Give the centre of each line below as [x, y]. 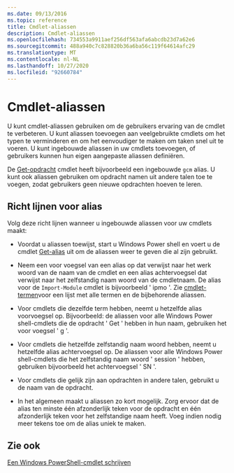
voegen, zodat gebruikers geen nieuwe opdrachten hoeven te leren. [105, 184]
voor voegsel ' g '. [43, 331]
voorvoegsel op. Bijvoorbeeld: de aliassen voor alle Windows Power [115, 316]
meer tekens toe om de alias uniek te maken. [82, 423]
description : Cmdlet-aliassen [51, 33]
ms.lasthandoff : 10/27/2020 [48, 66]
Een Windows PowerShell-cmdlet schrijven [69, 463]
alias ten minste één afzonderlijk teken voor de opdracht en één [109, 409]
